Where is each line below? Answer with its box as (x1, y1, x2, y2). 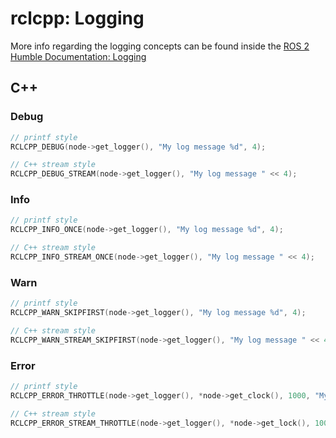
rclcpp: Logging (10, 7, 145, 30)
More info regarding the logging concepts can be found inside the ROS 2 (10, 40, 310, 52)
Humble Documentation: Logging (10, 50, 147, 62)
